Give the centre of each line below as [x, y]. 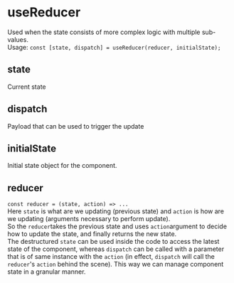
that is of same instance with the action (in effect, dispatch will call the [111, 257]
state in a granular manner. [47, 272]
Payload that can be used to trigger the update [76, 126]
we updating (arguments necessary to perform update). [89, 219]
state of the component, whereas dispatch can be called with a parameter [116, 249]
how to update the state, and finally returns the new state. [92, 234]
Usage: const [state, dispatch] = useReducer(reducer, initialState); [114, 47]
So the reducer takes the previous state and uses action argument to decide [117, 226]
